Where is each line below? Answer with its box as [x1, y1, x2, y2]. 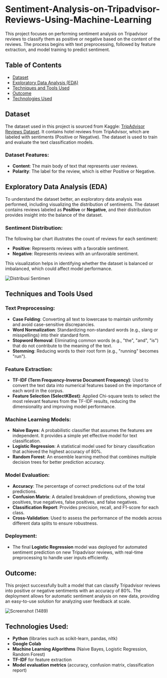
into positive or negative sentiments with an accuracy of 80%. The [5, 588, 141, 594]
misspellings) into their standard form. [12, 332, 90, 338]
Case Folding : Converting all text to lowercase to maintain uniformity [12, 316, 153, 322]
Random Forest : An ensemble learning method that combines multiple [12, 454, 157, 460]
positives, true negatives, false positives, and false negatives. [12, 499, 138, 505]
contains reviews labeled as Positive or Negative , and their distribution [5, 206, 151, 213]
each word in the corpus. [12, 387, 64, 393]
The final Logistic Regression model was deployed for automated [12, 544, 148, 550]
